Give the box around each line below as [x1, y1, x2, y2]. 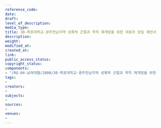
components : [5, 66, 29, 71]
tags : [5, 75, 16, 80]
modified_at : [5, 43, 32, 48]
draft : [5, 16, 18, 21]
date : [5, 12, 16, 17]
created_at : [5, 48, 29, 53]
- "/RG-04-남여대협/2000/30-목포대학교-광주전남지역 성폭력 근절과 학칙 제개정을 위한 [5, 71, 157, 75]
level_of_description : [5, 20, 51, 26]
